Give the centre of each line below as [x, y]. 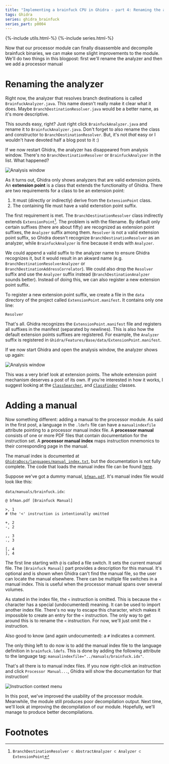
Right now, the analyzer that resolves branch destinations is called [74, 98]
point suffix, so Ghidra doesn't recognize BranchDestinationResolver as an [82, 237]
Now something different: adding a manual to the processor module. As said [84, 419]
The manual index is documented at [42, 456]
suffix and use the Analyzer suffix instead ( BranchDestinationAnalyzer [77, 274]
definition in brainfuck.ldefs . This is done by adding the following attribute [83, 651]
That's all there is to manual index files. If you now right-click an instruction [83, 666]
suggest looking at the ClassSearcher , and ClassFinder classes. [71, 385]
